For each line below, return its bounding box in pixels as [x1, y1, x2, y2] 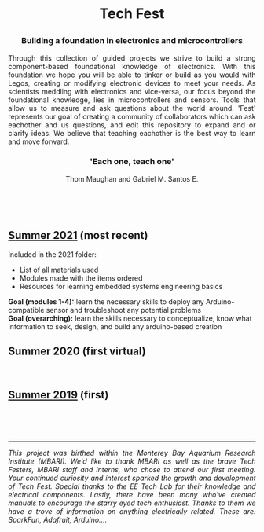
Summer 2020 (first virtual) [8, 345, 147, 358]
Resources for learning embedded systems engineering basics [19, 281, 223, 291]
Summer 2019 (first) [8, 388, 109, 402]
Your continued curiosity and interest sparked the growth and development [8, 473, 256, 483]
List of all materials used [19, 265, 99, 274]
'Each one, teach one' [90, 156, 174, 167]
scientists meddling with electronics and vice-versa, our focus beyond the [8, 86, 256, 96]
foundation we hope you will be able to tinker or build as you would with [8, 70, 256, 79]
